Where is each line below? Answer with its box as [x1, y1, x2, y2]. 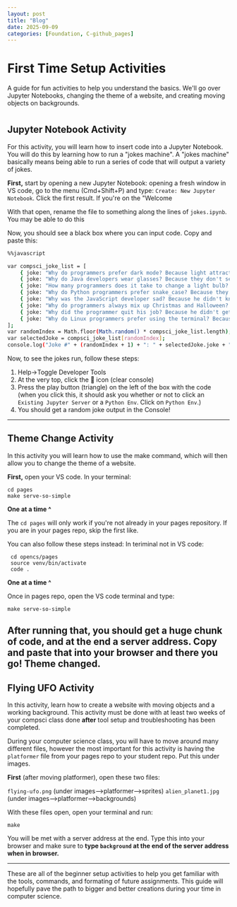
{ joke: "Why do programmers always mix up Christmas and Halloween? [20, 302, 229, 309]
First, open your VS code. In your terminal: [7, 472, 132, 481]
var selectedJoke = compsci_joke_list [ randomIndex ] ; [7, 335, 166, 342]
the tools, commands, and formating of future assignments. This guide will [7, 877, 224, 886]
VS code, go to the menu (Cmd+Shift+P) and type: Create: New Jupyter [7, 186, 216, 194]
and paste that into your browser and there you [7, 647, 219, 659]
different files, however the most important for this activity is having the [7, 744, 215, 753]
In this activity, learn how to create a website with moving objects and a [7, 701, 215, 709]
